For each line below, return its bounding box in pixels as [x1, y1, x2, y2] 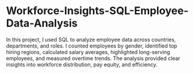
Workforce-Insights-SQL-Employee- [6, 4, 189, 18]
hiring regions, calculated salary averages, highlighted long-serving [6, 48, 170, 55]
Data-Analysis [6, 16, 78, 30]
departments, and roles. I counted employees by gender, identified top [6, 42, 177, 49]
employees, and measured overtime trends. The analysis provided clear [6, 55, 180, 62]
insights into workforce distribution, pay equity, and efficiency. [6, 60, 158, 68]
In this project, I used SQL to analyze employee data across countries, [6, 36, 176, 43]
